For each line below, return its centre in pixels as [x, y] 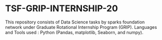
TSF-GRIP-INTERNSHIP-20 [62, 9]
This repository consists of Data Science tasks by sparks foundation [75, 22]
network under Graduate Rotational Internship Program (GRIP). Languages [81, 27]
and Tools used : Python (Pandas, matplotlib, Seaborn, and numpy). [74, 32]
